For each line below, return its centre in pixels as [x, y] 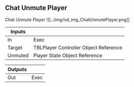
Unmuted [18, 55]
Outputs [17, 69]
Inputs [18, 31]
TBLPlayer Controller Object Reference [78, 47]
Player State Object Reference [68, 55]
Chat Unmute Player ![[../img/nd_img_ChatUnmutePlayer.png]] [67, 19]
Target [15, 47]
